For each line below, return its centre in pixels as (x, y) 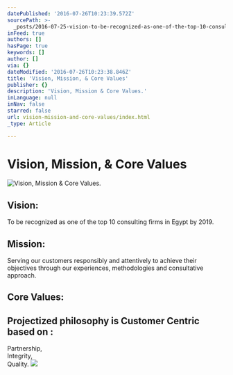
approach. (22, 276)
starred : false (29, 111)
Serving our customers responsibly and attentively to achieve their (102, 261)
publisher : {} (28, 85)
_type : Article (29, 123)
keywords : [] (26, 53)
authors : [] (24, 40)
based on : (31, 332)
